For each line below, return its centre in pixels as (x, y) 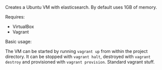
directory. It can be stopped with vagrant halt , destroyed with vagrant (78, 56)
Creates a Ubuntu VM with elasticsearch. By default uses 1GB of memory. (81, 7)
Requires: (15, 17)
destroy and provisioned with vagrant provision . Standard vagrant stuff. (80, 62)
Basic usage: (19, 41)
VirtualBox (23, 26)
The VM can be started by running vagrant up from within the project (76, 51)
